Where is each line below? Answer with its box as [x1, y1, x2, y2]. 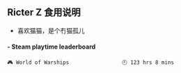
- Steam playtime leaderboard [7, 42, 96, 51]
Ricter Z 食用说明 [7, 6, 81, 19]
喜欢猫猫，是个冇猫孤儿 [17, 26, 85, 35]
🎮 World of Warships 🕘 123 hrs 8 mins [7, 59, 174, 66]
